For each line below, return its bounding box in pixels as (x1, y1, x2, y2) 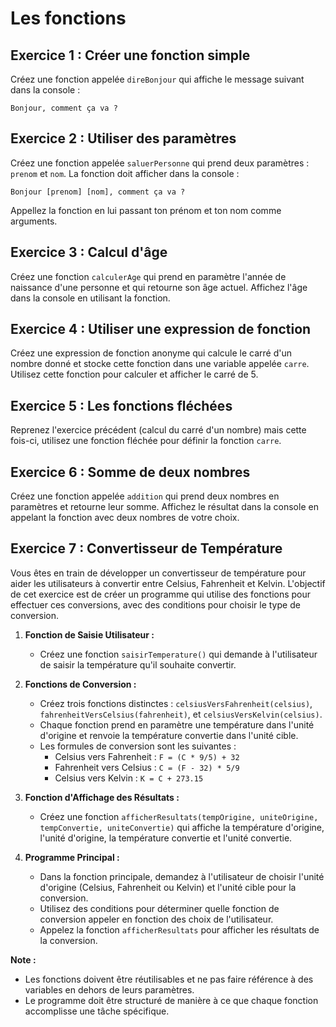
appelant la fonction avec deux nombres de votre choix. (10, 512, 240, 524)
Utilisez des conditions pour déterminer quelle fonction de (39, 902, 280, 914)
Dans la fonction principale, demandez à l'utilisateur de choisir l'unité (39, 870, 325, 882)
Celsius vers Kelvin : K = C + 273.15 (54, 772, 204, 784)
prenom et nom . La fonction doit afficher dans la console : (10, 167, 240, 179)
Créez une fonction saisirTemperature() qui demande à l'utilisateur (39, 648, 318, 660)
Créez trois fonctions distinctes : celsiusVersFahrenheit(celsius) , (39, 697, 313, 709)
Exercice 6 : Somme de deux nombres (10, 463, 251, 481)
